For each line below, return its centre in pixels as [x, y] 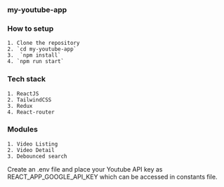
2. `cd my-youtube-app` [42, 49]
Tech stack [26, 79]
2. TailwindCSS [29, 99]
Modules [23, 130]
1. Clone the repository [44, 43]
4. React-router [31, 112]
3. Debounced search [38, 156]
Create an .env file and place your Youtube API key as [85, 169]
